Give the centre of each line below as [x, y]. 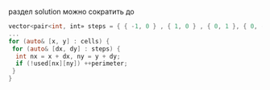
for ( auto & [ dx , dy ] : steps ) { [66, 49]
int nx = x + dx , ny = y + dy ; [68, 56]
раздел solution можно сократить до [71, 12]
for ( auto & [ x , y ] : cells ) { [59, 41]
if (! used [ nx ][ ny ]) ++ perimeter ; [72, 63]
